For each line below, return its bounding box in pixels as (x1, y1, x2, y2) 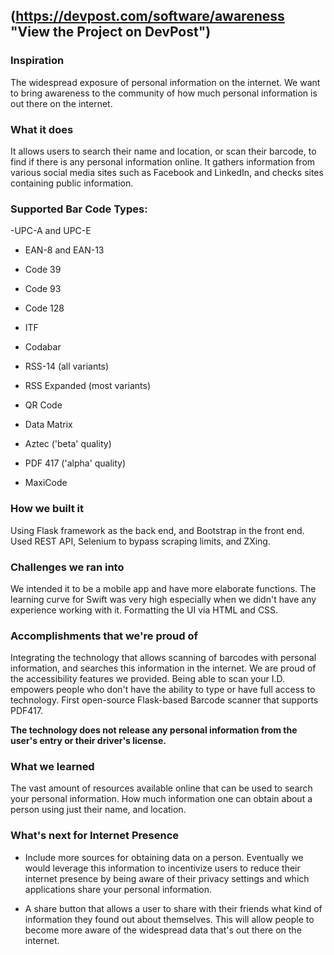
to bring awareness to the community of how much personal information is (10, 87, 318, 99)
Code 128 (24, 302, 65, 314)
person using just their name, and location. (10, 804, 187, 816)
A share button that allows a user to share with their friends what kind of (24, 902, 323, 914)
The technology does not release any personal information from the (10, 724, 298, 736)
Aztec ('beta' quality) (24, 438, 112, 450)
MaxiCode (24, 477, 68, 489)
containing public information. (10, 177, 134, 189)
